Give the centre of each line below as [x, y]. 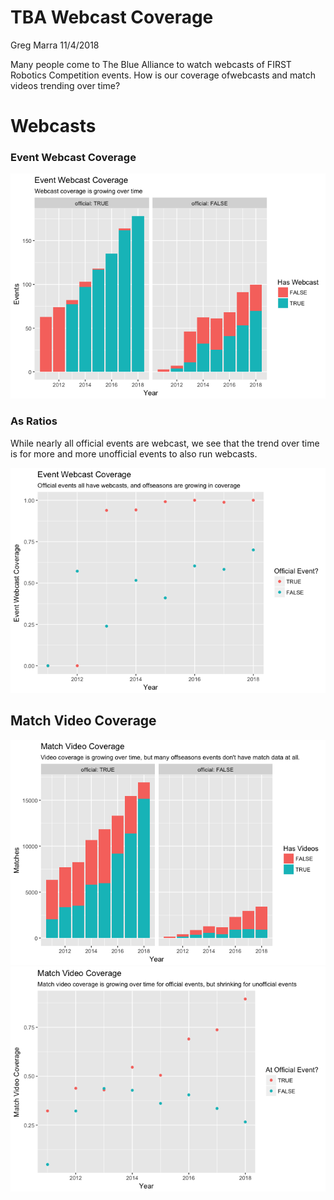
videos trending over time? [65, 85]
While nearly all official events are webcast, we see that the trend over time [165, 443]
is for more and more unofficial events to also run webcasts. [134, 453]
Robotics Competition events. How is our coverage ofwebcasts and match [163, 75]
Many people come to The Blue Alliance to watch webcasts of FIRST [151, 64]
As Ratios [34, 421]
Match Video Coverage [83, 721]
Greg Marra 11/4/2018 [55, 45]
